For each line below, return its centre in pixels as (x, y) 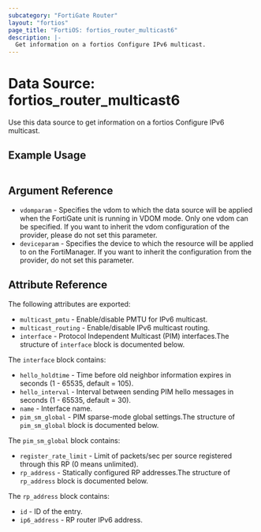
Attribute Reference (58, 285)
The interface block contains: (57, 359)
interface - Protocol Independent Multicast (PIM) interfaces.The (124, 336)
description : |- (35, 37)
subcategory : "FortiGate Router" (63, 15)
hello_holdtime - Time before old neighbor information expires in (125, 374)
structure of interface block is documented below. (102, 344)
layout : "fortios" (38, 23)
